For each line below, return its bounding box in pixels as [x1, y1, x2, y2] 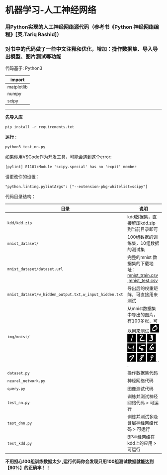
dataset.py [7, 371, 30, 376]
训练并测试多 [127, 414, 154, 420]
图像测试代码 [127, 385, 154, 391]
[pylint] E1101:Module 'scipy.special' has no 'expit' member [5, 165, 137, 170]
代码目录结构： [5, 193, 36, 199]
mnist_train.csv [127, 272, 158, 279]
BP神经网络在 [127, 434, 155, 440]
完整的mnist [127, 254, 152, 260]
